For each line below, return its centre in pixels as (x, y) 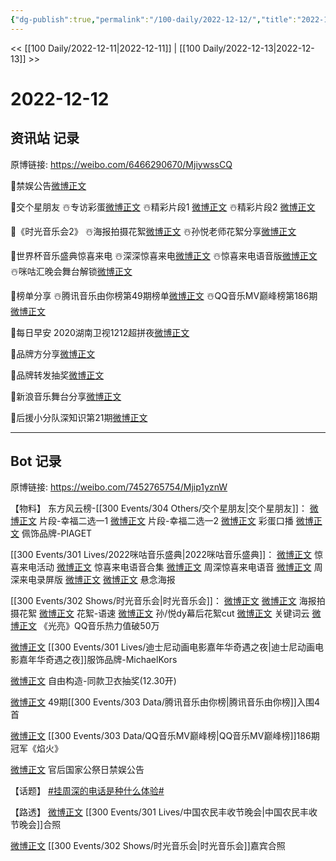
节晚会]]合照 (36, 825)
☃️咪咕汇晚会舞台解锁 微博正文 (71, 271)
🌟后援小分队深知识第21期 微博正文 (79, 417)
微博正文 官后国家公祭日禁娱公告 (77, 770)
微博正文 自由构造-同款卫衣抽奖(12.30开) (93, 681)
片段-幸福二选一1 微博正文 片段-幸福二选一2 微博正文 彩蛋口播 (166, 521)
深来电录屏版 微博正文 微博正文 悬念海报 (93, 580)
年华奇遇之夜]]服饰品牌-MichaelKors (102, 660)
